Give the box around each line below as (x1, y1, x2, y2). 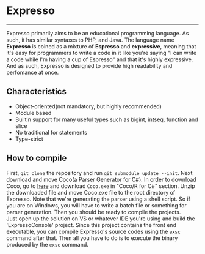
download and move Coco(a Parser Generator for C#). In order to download (6, 176, 196, 183)
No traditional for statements (15, 129, 87, 136)
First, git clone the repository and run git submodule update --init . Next (6, 169, 193, 176)
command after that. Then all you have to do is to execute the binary (6, 234, 178, 242)
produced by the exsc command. (6, 241, 88, 248)
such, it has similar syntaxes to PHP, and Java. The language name (6, 36, 175, 43)
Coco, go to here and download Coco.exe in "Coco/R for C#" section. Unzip (6, 182, 195, 190)
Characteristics (6, 86, 67, 97)
